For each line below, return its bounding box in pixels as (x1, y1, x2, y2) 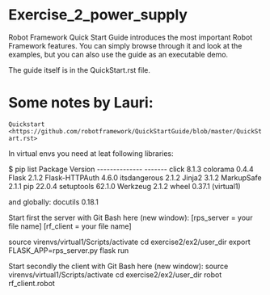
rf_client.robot (8, 278, 55, 288)
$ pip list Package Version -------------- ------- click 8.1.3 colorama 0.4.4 (8, 164, 255, 174)
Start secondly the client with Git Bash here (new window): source (8, 261, 229, 271)
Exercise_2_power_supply (8, 6, 188, 24)
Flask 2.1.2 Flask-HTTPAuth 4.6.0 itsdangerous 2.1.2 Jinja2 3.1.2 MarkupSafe (8, 172, 262, 183)
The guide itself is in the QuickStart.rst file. (8, 65, 151, 74)
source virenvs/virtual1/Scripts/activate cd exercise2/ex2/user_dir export (8, 237, 251, 247)
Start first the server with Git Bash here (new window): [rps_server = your (8, 213, 253, 222)
